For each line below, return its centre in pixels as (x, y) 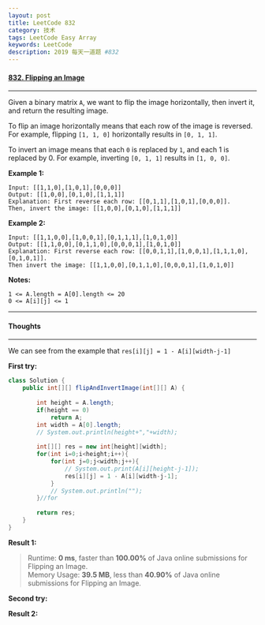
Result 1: (22, 542)
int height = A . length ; (75, 403)
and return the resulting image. (58, 110)
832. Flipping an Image (47, 77)
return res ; (56, 513)
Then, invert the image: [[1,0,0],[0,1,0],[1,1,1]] (95, 209)
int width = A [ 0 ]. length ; (79, 425)
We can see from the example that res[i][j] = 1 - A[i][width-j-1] (119, 351)
